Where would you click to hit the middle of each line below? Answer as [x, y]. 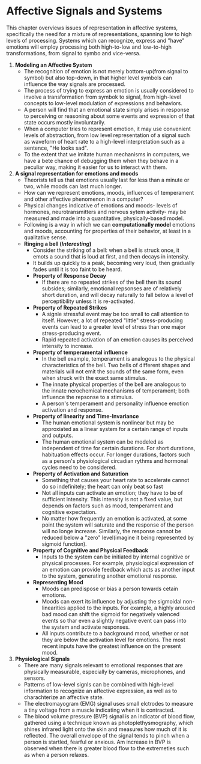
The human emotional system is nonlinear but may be [108, 423]
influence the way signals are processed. [75, 84]
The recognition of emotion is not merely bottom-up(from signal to [106, 71]
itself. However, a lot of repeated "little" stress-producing [112, 320]
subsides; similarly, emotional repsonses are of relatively [112, 288]
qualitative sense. [46, 237]
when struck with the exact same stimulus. [94, 377]
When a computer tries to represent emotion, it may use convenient [107, 129]
